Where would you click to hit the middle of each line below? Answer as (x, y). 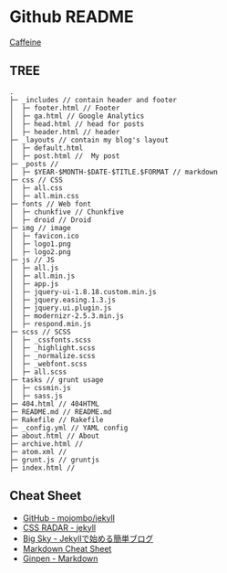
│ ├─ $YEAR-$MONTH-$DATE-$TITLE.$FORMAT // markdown (114, 172)
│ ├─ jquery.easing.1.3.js (63, 300)
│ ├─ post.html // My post (65, 156)
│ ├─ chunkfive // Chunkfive (67, 212)
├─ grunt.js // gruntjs (55, 460)
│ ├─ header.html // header (65, 132)
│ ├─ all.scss (38, 372)
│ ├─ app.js (34, 284)
